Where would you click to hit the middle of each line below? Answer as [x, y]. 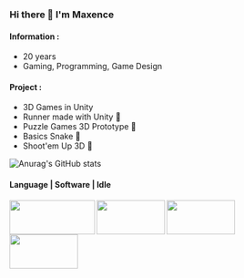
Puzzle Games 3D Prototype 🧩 [79, 127]
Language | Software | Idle [61, 184]
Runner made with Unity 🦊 [71, 117]
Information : [35, 36]
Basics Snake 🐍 [51, 137]
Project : [26, 87]
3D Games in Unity [58, 108]
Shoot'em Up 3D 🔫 [57, 146]
